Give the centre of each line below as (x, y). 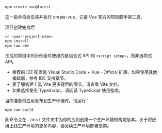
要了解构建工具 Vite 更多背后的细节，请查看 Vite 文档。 (67, 84)
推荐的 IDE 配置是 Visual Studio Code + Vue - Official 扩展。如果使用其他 (85, 72)
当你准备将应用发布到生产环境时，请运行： (48, 100)
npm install (17, 41)
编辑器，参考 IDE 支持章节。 (40, 78)
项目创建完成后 (20, 27)
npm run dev (17, 46)
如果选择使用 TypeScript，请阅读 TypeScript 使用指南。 (67, 90)
